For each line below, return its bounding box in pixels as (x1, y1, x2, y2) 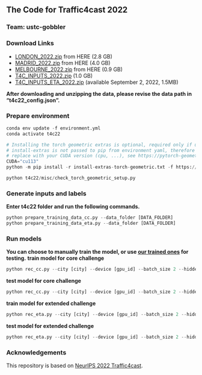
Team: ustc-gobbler (6, 23, 66, 31)
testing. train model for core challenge (6, 254, 105, 262)
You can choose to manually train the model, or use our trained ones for (6, 248, 189, 256)
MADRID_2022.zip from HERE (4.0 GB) (14, 59, 111, 66)
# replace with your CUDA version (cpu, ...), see (6, 153, 136, 159)
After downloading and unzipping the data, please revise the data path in (6, 90, 192, 97)
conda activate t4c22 (6, 131, 61, 137)
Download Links (6, 39, 54, 48)
